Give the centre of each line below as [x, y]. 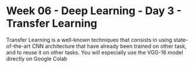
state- [181, 40]
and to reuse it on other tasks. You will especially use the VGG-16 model [95, 52]
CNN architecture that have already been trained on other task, [109, 46]
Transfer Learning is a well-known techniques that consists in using [89, 40]
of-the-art [19, 46]
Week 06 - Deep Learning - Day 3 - [94, 11]
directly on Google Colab [37, 59]
